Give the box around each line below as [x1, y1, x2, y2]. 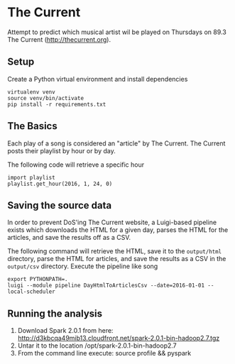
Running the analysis [7, 307, 103, 319]
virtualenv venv [7, 88, 55, 96]
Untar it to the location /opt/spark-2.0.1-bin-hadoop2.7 [17, 341, 177, 350]
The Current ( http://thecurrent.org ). [7, 35, 111, 43]
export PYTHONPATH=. [7, 276, 69, 283]
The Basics [7, 120, 58, 132]
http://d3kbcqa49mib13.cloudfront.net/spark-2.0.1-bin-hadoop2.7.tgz [17, 334, 220, 343]
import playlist [7, 174, 55, 181]
